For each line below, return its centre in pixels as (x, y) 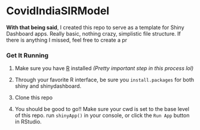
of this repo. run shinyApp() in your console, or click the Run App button (102, 115)
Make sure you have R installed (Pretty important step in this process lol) (104, 68)
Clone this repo (33, 98)
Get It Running (27, 55)
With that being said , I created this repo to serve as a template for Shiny (95, 27)
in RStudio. (28, 122)
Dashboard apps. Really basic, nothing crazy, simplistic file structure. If (93, 33)
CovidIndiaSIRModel (58, 11)
